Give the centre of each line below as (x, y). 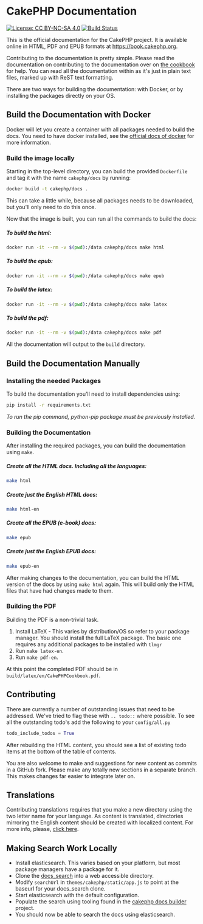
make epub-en (23, 566)
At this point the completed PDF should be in (62, 669)
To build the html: (29, 233)
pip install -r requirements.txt (49, 405)
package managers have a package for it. (67, 869)
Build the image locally (40, 158)
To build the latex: (29, 289)
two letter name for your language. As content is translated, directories (95, 816)
